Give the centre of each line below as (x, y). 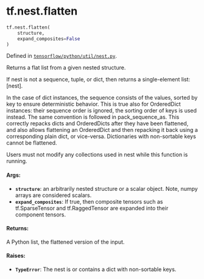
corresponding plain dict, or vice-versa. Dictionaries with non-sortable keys (101, 136)
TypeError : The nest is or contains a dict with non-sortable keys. (96, 269)
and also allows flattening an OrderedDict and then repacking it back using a (102, 130)
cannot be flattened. (32, 143)
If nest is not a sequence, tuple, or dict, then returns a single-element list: (98, 80)
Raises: (16, 256)
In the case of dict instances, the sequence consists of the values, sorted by (102, 98)
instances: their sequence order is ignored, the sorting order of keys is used (101, 111)
